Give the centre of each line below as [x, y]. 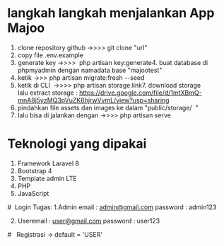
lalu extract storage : [47, 93]
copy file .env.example [50, 55]
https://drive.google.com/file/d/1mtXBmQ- [141, 93]
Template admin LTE [47, 178]
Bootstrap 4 [35, 170]
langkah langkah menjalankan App [111, 13]
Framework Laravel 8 [48, 163]
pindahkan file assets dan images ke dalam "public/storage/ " [108, 107]
